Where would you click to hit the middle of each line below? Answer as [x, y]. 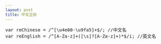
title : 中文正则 [21, 15]
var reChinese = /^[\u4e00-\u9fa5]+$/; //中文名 [66, 30]
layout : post [19, 10]
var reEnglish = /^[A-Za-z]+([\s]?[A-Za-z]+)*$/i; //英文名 [81, 36]
